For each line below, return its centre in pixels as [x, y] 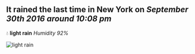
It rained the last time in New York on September [97, 10]
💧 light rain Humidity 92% [37, 33]
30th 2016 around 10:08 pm [59, 19]
